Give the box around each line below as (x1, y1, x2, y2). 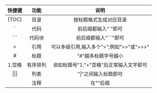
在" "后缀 (90, 80, 110, 86)
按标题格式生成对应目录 (73, 16, 127, 23)
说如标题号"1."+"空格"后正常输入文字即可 (53, 62, 148, 68)
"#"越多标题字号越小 (77, 53, 124, 59)
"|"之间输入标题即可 (77, 71, 123, 77)
